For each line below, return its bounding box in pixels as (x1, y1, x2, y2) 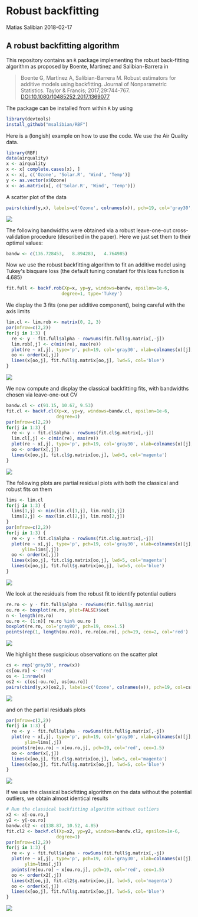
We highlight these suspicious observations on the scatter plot (6, 651, 158, 658)
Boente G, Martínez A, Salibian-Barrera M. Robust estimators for (20, 74, 177, 81)
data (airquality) (6, 155, 49, 161)
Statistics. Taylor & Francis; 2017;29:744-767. (20, 87, 130, 94)
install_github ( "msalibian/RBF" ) (6, 121, 88, 128)
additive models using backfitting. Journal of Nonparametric (20, 80, 167, 87)
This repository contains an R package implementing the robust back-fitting (6, 56, 189, 63)
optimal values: (6, 239, 43, 246)
